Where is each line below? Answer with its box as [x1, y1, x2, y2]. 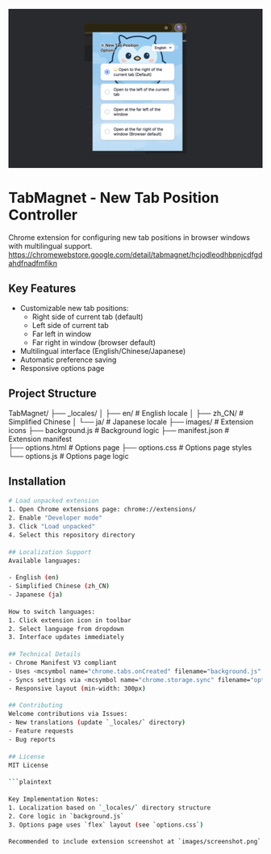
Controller [8, 206, 78, 225]
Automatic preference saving [19, 355, 117, 364]
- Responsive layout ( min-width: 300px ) [8, 684, 147, 692]
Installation [8, 474, 66, 488]
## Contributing [8, 701, 63, 709]
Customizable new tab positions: [19, 303, 129, 313]
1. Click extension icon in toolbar [8, 616, 131, 625]
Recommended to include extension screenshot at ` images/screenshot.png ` [8, 838, 262, 846]
